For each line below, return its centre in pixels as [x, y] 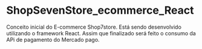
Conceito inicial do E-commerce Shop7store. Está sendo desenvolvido [94, 27]
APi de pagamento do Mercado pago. [53, 39]
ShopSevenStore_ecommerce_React [100, 10]
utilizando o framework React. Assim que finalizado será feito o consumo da [101, 33]
